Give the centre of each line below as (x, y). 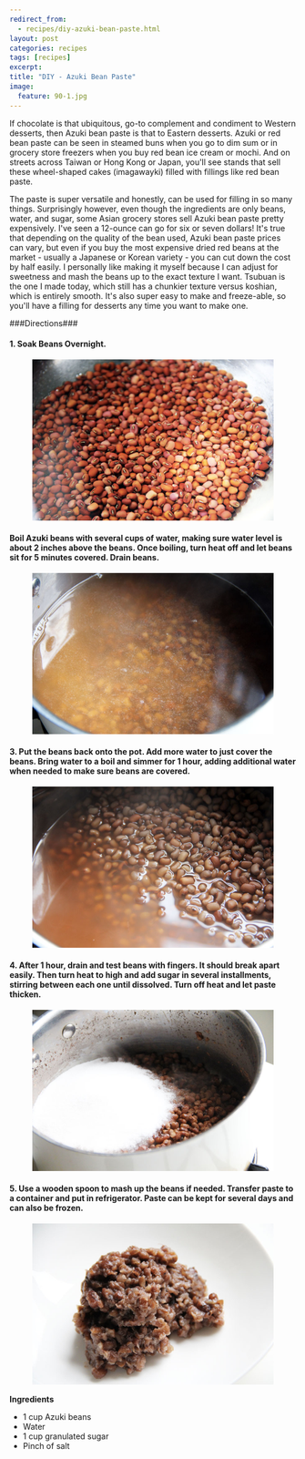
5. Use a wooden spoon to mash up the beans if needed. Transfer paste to (152, 1188)
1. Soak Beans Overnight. (58, 344)
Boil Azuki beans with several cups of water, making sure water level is (146, 539)
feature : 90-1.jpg (53, 96)
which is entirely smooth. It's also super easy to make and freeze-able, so (148, 295)
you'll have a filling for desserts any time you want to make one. (129, 305)
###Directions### (44, 323)
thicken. (25, 994)
